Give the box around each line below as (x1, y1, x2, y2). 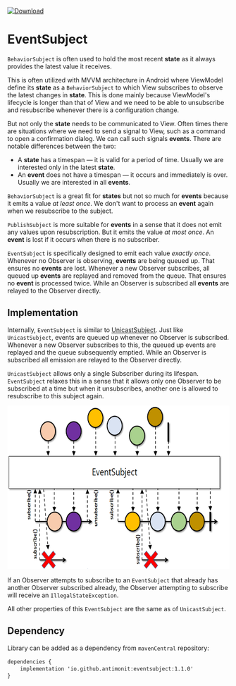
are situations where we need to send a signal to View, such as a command (7, 127, 225, 135)
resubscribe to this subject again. (7, 391, 104, 400)
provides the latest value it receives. (7, 62, 113, 71)
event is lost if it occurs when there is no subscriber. (7, 235, 160, 243)
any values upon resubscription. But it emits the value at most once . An (7, 228, 215, 236)
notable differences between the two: (7, 142, 116, 150)
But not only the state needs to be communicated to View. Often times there (7, 119, 228, 128)
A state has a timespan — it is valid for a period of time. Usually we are (17, 155, 224, 164)
